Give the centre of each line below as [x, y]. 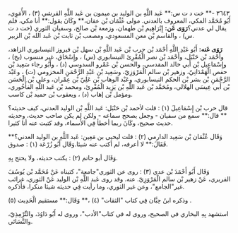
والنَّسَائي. [20, 221]
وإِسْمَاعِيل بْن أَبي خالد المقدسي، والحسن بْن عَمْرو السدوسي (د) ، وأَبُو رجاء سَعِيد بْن [117, 64]
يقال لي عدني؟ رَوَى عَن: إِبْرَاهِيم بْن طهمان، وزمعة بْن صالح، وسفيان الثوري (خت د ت [117, 28]
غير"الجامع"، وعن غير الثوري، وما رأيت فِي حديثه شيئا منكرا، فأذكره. [96, 186]
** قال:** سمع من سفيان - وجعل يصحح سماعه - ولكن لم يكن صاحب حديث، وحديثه [118, 115]
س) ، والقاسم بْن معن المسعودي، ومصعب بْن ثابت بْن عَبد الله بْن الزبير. [101, 35]
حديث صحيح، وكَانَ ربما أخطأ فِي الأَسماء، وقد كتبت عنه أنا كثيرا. [90, 123]
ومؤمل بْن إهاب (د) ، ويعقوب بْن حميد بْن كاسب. [71, 94]
